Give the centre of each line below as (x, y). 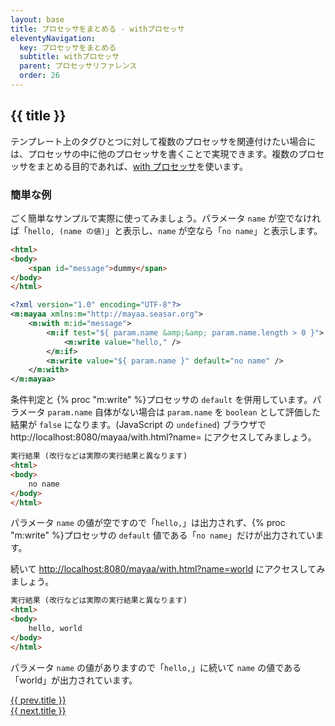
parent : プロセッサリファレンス (78, 66)
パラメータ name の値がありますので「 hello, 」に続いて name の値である (156, 667)
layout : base (37, 19)
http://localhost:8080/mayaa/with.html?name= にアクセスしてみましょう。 (163, 437)
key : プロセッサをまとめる (68, 47)
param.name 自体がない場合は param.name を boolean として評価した (184, 412)
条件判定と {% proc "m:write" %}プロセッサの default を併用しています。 (161, 400)
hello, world (55, 629)
